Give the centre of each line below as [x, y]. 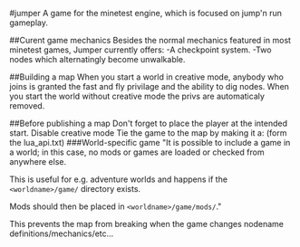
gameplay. [29, 23]
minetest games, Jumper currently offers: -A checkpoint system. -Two [140, 50]
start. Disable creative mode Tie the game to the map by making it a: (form [148, 133]
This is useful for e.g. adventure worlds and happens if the [119, 179]
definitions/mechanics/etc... [62, 233]
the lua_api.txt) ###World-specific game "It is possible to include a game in [150, 142]
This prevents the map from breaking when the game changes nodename [146, 224]
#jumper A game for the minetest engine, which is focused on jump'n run [146, 13]
